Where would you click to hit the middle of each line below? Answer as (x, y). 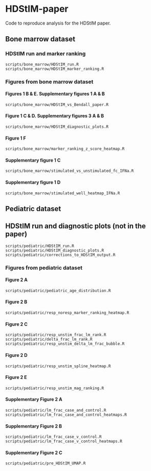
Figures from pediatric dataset (44, 267)
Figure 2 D (16, 355)
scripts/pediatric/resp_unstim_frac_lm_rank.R (56, 335)
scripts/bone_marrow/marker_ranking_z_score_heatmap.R (65, 149)
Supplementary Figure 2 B (34, 426)
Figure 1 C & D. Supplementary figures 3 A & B (55, 116)
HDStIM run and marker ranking (46, 54)
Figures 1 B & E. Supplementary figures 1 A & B (55, 94)
